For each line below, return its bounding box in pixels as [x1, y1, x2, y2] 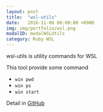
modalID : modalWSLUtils [6, 31, 65, 37]
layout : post [6, 8, 39, 15]
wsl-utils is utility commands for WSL [6, 53, 98, 59]
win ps [14, 83, 32, 89]
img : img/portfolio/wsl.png [6, 25, 76, 31]
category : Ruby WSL [6, 36, 55, 42]
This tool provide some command [6, 64, 89, 71]
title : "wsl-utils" [6, 14, 58, 20]
